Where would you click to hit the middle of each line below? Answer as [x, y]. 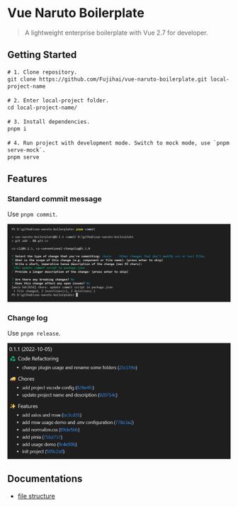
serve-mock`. [27, 150]
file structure [36, 496]
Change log [28, 318]
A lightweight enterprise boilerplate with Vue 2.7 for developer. [116, 33]
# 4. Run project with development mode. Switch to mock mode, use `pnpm [119, 143]
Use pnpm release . [34, 334]
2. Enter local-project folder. [62, 101]
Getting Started [42, 55]
